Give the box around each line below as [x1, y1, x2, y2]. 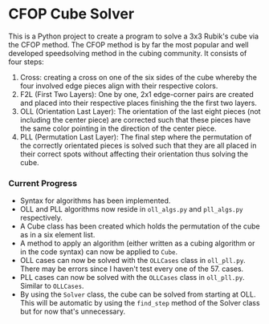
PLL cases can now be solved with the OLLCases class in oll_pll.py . [19, 273, 245, 282]
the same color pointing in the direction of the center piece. [19, 124, 217, 133]
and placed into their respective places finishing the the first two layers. [19, 98, 257, 107]
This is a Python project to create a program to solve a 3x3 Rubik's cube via [8, 31, 259, 41]
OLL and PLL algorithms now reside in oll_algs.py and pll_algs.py [19, 205, 243, 214]
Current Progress [8, 177, 78, 188]
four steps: [8, 57, 44, 67]
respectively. [19, 213, 63, 223]
